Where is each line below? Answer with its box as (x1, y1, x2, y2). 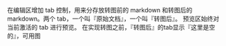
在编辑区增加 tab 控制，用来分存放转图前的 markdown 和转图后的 (7, 6, 193, 14)
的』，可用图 (7, 32, 41, 40)
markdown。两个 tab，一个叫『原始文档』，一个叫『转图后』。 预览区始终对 (7, 14, 220, 23)
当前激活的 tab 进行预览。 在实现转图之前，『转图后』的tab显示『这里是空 (7, 23, 216, 31)
